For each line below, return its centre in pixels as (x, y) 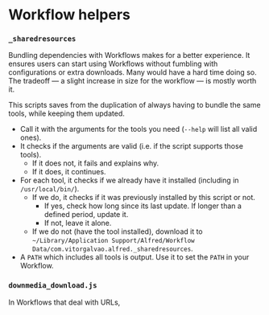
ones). (31, 137)
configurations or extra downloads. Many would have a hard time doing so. (132, 72)
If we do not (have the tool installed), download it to (117, 231)
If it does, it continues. (69, 172)
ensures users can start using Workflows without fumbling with (113, 64)
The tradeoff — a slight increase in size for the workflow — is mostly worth (132, 81)
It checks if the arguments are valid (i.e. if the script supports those (132, 146)
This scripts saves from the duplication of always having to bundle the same (134, 105)
